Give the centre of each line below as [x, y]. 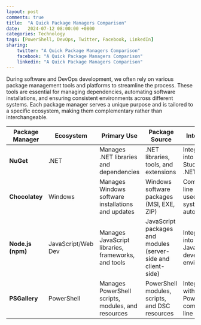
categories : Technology [36, 34]
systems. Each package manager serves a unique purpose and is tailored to [100, 104]
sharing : [17, 45]
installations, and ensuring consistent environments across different [90, 98]
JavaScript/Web [71, 244]
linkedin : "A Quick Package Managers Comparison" [80, 62]
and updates [117, 211]
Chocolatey [26, 196]
